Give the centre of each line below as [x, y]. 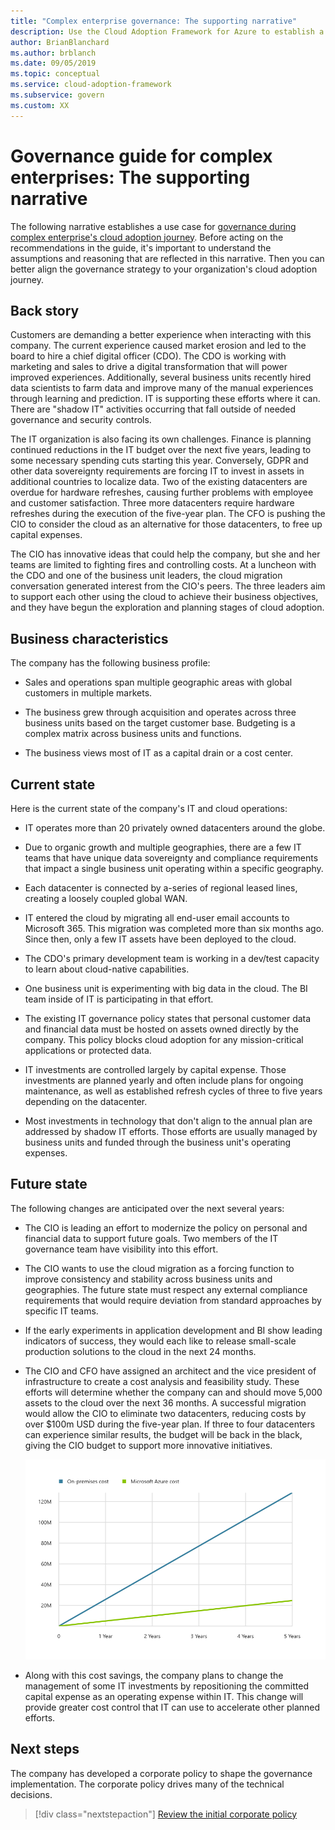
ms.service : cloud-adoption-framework [91, 85]
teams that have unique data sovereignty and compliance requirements [171, 858]
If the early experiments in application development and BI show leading [173, 1330]
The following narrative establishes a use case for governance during [153, 226]
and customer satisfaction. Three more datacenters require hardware [152, 503]
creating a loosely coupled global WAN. [106, 898]
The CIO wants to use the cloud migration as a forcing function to [159, 1268]
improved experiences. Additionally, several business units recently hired [161, 377]
